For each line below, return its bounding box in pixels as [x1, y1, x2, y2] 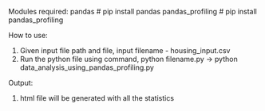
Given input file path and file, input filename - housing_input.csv [19, 46, 231, 55]
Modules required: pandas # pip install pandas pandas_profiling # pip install [8, 7, 258, 16]
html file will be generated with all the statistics [19, 94, 174, 102]
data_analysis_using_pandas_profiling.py [19, 63, 154, 72]
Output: [8, 78, 34, 87]
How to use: [8, 31, 48, 40]
